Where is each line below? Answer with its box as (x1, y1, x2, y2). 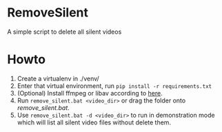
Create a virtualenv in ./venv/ (17, 74, 100, 82)
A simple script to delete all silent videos (7, 27, 122, 36)
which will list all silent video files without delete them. (17, 118, 171, 126)
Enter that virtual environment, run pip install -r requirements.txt (17, 81, 212, 90)
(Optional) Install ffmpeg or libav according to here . (17, 89, 163, 97)
